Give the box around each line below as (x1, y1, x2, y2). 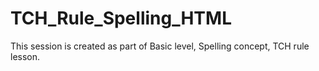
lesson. (10, 50, 41, 62)
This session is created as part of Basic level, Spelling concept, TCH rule (10, 40, 310, 52)
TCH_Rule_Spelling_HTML (10, 7, 232, 30)
